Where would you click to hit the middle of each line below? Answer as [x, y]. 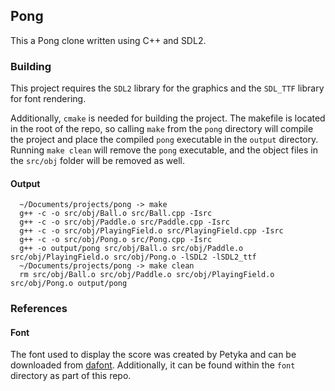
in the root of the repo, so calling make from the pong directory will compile [162, 129]
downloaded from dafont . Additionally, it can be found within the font [153, 365]
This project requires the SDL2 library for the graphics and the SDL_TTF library [167, 88]
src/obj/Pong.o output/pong [69, 284]
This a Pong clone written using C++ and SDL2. [108, 40]
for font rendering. [48, 99]
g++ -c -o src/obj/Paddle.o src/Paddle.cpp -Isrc [124, 222]
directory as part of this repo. [71, 376]
